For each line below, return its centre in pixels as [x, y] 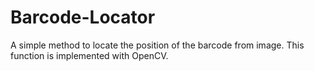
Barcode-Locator [83, 17]
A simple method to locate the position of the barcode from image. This [157, 45]
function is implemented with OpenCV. [89, 55]
